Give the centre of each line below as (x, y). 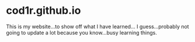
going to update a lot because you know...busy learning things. (82, 32)
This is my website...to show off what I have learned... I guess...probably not (97, 26)
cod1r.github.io (43, 11)
